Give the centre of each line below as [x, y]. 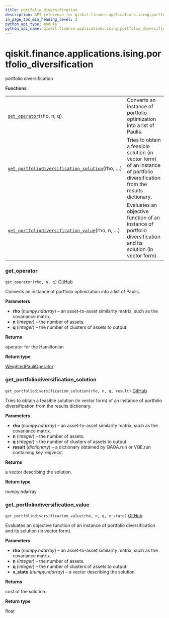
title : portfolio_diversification [41, 10]
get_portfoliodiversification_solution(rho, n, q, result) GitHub [76, 390]
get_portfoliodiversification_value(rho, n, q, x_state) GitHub [74, 515]
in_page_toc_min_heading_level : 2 [41, 19]
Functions [16, 89]
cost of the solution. [26, 591]
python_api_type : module [31, 24]
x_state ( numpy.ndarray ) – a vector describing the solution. [74, 571]
